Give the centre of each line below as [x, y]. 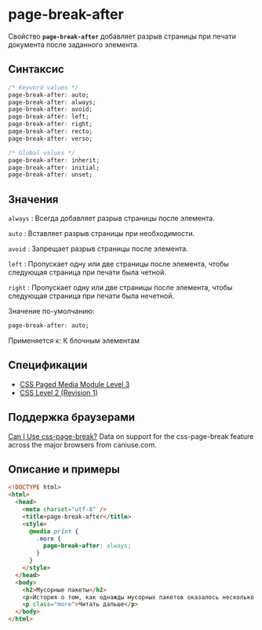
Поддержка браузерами [72, 417]
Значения [33, 199]
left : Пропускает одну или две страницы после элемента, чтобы [118, 264]
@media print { [54, 531]
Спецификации [48, 365]
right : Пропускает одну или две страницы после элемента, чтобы [120, 288]
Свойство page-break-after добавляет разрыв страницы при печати [122, 36]
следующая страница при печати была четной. [87, 272]
